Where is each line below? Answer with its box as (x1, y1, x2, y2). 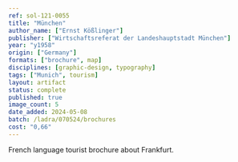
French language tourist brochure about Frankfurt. (8, 144, 175, 154)
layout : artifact (8, 78, 67, 86)
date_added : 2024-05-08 (8, 109, 88, 117)
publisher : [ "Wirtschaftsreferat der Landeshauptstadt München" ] (8, 34, 231, 42)
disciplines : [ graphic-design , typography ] (8, 64, 156, 72)
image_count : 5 (8, 101, 59, 109)
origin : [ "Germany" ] (8, 49, 78, 57)
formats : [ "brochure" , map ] (8, 57, 103, 65)
